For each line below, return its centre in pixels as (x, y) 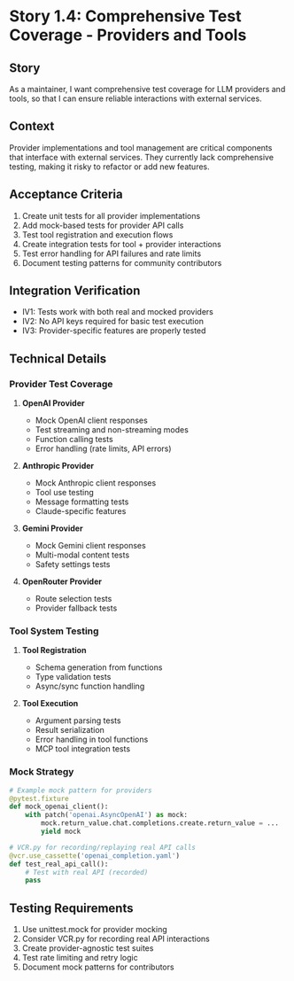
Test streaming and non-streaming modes (112, 430)
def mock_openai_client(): (59, 807)
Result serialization (70, 730)
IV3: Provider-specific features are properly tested (114, 331)
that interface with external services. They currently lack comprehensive (142, 157)
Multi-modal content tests (82, 555)
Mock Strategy (42, 772)
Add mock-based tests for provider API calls (103, 225)
